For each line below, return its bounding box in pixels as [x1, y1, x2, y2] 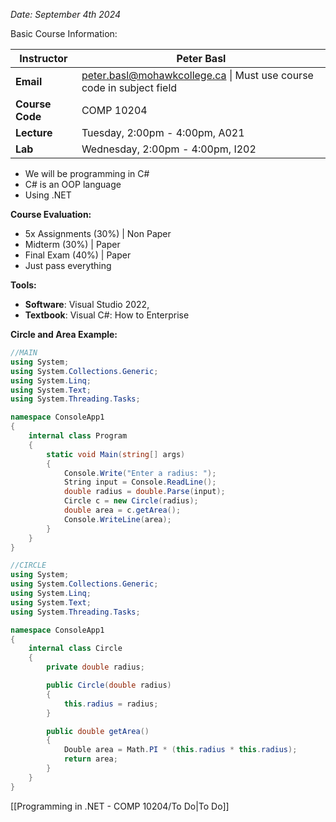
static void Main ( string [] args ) [46, 449, 186, 459]
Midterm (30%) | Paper [24, 239, 121, 250]
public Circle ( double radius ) [46, 680, 172, 690]
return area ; [63, 754, 118, 764]
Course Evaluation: [10, 209, 92, 220]
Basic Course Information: [10, 28, 118, 39]
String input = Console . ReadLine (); [63, 477, 217, 488]
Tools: [10, 279, 37, 291]
